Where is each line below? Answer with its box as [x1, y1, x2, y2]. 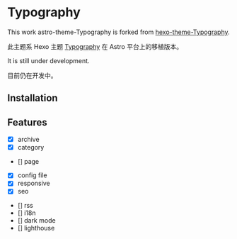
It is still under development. [7, 56, 90, 65]
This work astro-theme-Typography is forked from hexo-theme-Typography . [7, 28, 230, 36]
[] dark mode [17, 216, 56, 225]
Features [7, 116, 47, 128]
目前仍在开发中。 [7, 71, 57, 79]
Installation [7, 92, 58, 104]
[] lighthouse [17, 224, 55, 233]
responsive [17, 179, 51, 188]
